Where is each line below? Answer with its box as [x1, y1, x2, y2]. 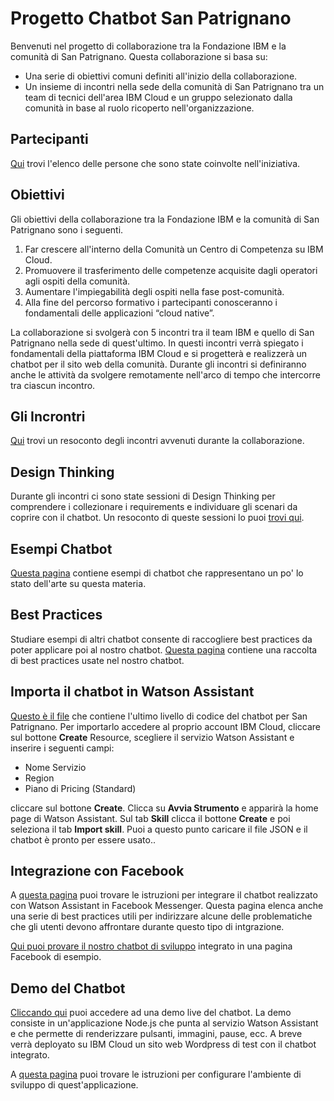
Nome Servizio [24, 761, 87, 773]
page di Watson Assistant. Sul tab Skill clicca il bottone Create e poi [10, 812, 291, 824]
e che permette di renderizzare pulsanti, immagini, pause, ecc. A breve [10, 1028, 303, 1040]
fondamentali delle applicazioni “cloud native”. [24, 307, 215, 319]
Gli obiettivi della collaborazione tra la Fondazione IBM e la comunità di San [10, 213, 320, 225]
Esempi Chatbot [10, 540, 113, 557]
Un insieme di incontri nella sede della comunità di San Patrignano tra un [24, 80, 325, 92]
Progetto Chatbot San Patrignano [10, 7, 292, 30]
